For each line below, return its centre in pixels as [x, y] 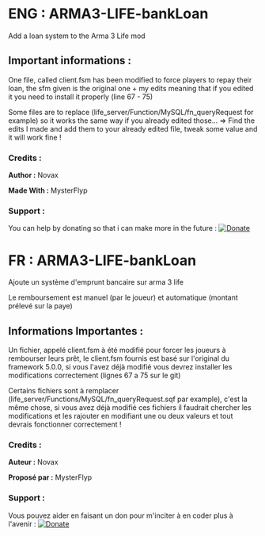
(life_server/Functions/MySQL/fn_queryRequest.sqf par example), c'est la [128, 399]
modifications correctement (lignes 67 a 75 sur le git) [95, 375]
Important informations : [70, 61]
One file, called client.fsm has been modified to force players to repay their [130, 79]
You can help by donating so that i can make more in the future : [113, 228]
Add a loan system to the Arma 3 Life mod [77, 36]
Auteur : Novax [33, 462]
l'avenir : [22, 523]
